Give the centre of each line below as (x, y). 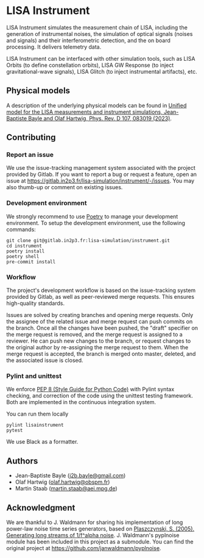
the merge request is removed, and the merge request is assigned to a (94, 335)
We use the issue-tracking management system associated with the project (101, 168)
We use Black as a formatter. (42, 442)
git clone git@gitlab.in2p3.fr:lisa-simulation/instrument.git (88, 240)
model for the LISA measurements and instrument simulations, (84, 112)
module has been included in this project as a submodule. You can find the (100, 542)
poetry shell (23, 256)
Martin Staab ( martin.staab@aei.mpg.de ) (66, 489)
